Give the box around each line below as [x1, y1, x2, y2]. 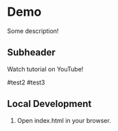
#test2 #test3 [7, 78, 46, 86]
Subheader [7, 47, 56, 58]
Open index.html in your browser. [16, 116, 111, 124]
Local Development [7, 98, 92, 110]
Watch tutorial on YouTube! [7, 64, 84, 73]
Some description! [7, 27, 59, 35]
